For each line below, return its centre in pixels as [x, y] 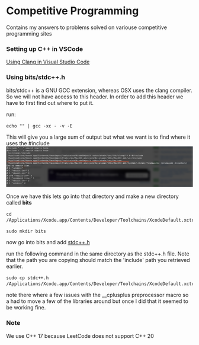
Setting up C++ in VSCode [45, 49]
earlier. [15, 266]
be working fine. [26, 308]
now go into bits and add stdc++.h [48, 242]
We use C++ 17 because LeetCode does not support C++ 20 [80, 336]
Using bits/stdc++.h [36, 77]
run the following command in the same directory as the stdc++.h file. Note [98, 254]
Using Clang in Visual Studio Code [48, 62]
